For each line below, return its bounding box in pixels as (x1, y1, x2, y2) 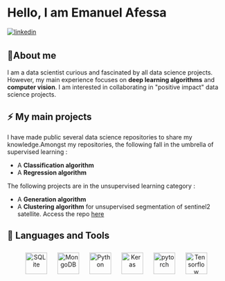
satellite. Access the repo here (17, 209, 105, 218)
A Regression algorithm (17, 168, 87, 177)
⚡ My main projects (7, 111, 92, 123)
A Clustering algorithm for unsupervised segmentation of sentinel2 (17, 202, 211, 211)
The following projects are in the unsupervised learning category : (7, 182, 196, 190)
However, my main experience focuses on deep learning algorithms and (7, 75, 215, 84)
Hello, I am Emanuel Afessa (7, 5, 168, 21)
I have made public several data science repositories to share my (7, 133, 192, 141)
